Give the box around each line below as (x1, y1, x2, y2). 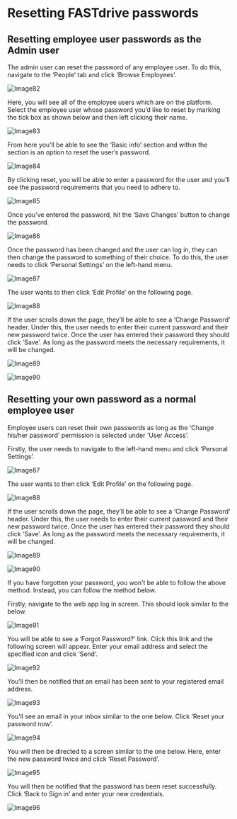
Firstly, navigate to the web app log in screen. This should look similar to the (7, 599, 229, 608)
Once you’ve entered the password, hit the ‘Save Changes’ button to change (7, 210, 231, 219)
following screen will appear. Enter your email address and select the (7, 642, 208, 650)
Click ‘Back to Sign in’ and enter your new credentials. (7, 789, 165, 798)
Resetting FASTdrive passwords (7, 5, 200, 21)
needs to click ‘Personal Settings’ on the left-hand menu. (7, 261, 173, 269)
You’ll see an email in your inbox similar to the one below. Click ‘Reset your (7, 712, 225, 721)
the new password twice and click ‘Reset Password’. (7, 755, 160, 763)
